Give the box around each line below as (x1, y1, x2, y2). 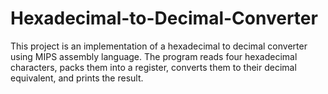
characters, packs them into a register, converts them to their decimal (10, 61, 297, 73)
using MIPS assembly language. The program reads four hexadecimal (10, 50, 298, 62)
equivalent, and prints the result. (10, 72, 144, 84)
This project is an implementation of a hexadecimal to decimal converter (10, 40, 308, 52)
